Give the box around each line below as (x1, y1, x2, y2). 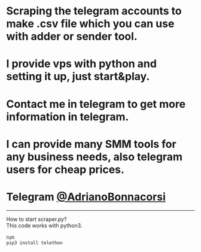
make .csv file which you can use (6, 17, 175, 31)
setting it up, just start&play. (6, 70, 150, 83)
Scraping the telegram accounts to (6, 4, 182, 18)
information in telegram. (6, 110, 129, 123)
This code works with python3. (6, 221, 83, 229)
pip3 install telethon (6, 239, 63, 246)
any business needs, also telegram (6, 150, 183, 163)
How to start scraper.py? (6, 215, 67, 223)
